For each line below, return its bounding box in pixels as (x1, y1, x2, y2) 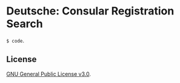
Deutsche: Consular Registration (6, 4, 175, 18)
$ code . (6, 37, 24, 44)
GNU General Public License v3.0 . (6, 70, 91, 78)
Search (6, 17, 44, 31)
